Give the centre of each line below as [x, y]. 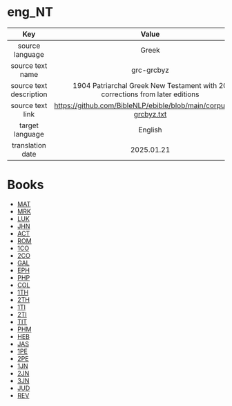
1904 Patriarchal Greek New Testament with [145, 85]
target [29, 125]
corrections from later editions [150, 94]
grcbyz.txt [150, 114]
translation [29, 145]
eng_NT [30, 12]
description [29, 94]
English [150, 130]
